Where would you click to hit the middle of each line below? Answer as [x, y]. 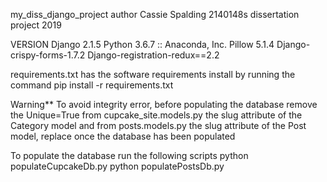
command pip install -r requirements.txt [92, 85]
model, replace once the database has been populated [123, 136]
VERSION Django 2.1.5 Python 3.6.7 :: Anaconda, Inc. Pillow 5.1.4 [142, 44]
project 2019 [36, 25]
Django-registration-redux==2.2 [153, 55]
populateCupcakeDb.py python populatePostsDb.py [117, 166]
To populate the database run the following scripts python [129, 155]
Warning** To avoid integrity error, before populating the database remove [164, 104]
